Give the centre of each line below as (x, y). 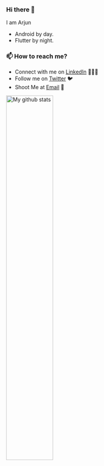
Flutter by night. (34, 41)
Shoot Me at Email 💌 (39, 87)
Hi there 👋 (21, 10)
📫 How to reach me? (37, 56)
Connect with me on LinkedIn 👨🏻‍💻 (56, 72)
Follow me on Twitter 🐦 (44, 78)
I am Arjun (19, 23)
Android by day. (34, 34)
